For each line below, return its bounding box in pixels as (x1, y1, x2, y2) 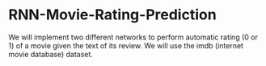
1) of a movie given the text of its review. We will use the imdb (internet (8, 40, 244, 50)
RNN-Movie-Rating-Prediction (8, 6, 217, 24)
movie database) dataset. (8, 49, 93, 59)
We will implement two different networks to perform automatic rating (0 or (8, 32, 259, 42)
